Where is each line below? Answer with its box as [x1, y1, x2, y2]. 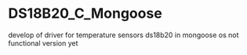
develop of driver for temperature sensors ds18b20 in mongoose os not [8, 30, 239, 40]
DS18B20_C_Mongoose [8, 5, 162, 22]
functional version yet [8, 38, 78, 47]
